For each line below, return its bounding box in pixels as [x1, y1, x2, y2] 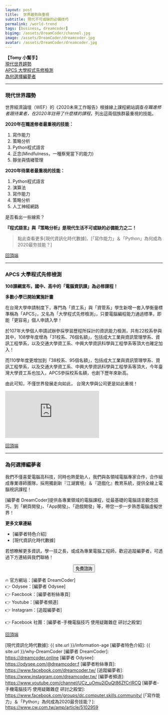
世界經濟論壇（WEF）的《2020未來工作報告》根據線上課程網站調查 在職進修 [5, 104, 161, 111]
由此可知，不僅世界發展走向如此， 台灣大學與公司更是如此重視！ [5, 380, 138, 387]
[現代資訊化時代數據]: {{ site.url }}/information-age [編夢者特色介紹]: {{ [5, 642, 150, 648]
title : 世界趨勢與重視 [5, 12, 49, 17]
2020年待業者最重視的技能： [5, 168, 65, 174]
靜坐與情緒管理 [12, 157, 43, 163]
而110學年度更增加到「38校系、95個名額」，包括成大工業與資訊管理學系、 [5, 357, 156, 363]
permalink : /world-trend [5, 21, 57, 27]
